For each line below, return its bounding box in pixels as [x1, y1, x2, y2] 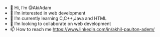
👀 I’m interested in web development [10, 10, 86, 16]
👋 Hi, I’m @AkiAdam [10, 5, 52, 10]
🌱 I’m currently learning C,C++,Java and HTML [10, 15, 107, 21]
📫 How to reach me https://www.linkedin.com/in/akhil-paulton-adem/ [10, 26, 155, 32]
